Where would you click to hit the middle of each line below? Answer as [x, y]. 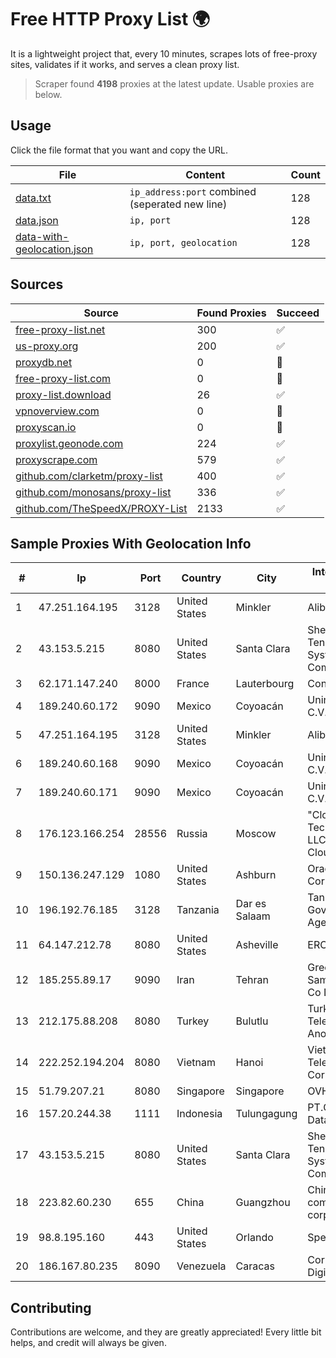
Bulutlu [252, 1021]
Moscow [256, 834]
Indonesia [199, 1114]
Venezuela [201, 1266]
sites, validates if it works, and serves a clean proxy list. [125, 64]
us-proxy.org [47, 346]
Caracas [255, 1266]
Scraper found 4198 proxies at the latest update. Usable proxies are [174, 83]
